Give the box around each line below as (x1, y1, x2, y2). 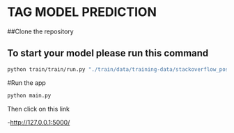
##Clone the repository (7, 27, 75, 36)
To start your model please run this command (7, 47, 209, 59)
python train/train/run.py (7, 65, 86, 73)
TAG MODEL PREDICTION (7, 4, 157, 20)
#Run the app (7, 78, 47, 87)
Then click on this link (7, 104, 70, 113)
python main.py (7, 92, 52, 99)
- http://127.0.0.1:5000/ (7, 118, 70, 126)
